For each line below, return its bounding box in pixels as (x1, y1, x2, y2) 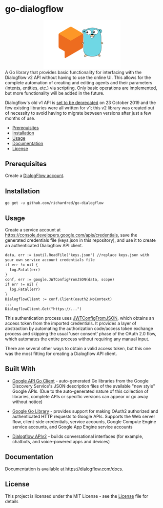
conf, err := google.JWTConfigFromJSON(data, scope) (5, 277, 115, 282)
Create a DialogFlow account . (5, 173, 65, 178)
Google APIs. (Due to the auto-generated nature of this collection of (12, 388, 149, 394)
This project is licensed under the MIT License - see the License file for (5, 493, 148, 499)
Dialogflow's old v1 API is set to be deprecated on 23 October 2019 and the (5, 100, 156, 105)
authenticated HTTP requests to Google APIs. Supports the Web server (12, 413, 155, 419)
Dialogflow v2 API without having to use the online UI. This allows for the (5, 75, 151, 80)
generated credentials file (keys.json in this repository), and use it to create (5, 237, 156, 243)
